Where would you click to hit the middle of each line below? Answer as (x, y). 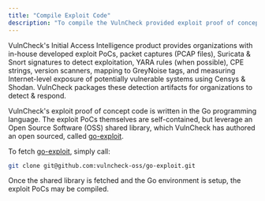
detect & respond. (37, 95)
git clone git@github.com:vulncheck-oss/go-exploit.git (102, 166)
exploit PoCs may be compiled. (58, 189)
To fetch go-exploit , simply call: (59, 151)
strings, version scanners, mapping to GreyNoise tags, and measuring (122, 70)
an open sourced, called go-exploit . (66, 136)
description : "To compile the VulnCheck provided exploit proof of (121, 23)
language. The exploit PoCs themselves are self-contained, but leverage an (131, 119)
